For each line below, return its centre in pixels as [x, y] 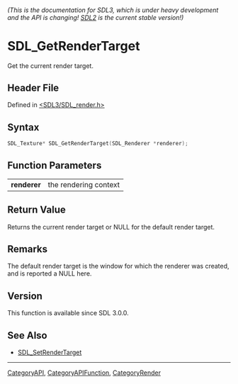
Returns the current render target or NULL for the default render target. [111, 227]
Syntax [23, 127]
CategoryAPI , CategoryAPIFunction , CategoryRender [84, 373]
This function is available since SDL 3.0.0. [68, 313]
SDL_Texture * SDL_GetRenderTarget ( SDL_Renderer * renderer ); [98, 144]
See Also [27, 335]
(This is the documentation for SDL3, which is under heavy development [113, 10]
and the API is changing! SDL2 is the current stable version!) [96, 17]
